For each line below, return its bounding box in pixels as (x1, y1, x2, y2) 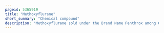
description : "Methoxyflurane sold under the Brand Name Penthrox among (5, 20, 156, 26)
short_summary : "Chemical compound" (5, 16, 80, 21)
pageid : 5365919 (5, 7, 38, 12)
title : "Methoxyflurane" (5, 12, 56, 16)
